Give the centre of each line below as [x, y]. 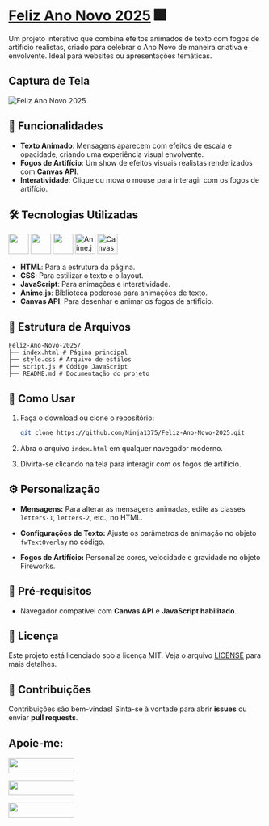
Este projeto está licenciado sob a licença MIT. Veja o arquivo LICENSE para [134, 655]
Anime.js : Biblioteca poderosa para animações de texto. [114, 293]
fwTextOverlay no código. [62, 542]
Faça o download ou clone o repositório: [87, 418]
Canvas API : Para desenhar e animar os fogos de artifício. [117, 301]
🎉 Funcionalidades [56, 126]
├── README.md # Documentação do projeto [79, 374]
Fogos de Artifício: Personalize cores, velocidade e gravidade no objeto [140, 557]
